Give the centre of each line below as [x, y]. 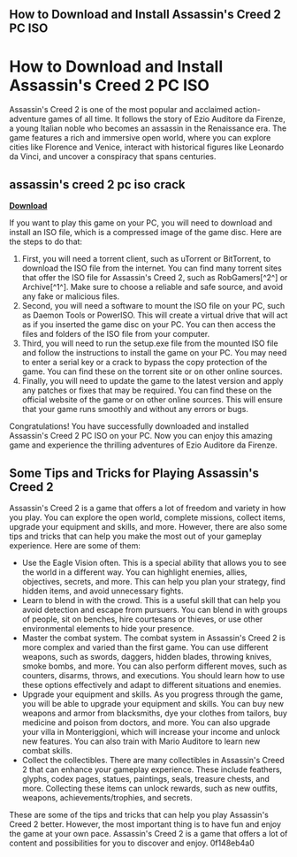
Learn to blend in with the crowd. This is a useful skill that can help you [151, 600]
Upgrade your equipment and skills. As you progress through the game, [152, 694]
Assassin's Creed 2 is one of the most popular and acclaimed [121, 110]
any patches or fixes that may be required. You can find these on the [147, 390]
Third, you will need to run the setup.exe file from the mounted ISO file [150, 343]
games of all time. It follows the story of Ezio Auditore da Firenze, [167, 119]
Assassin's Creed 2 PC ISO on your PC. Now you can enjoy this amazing [141, 436]
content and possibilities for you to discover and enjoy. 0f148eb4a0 [132, 843]
